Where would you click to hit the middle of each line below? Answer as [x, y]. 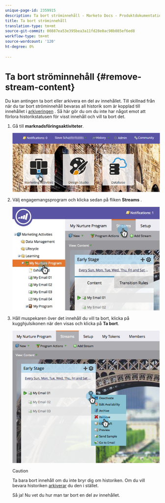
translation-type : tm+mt [30, 26]
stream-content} [40, 87]
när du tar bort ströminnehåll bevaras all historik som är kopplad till [73, 106]
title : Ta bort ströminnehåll [36, 21]
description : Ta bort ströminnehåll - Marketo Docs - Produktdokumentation [84, 15]
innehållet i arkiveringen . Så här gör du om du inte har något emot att [75, 111]
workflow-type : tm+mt [27, 36]
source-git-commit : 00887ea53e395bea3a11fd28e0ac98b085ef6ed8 [70, 31]
